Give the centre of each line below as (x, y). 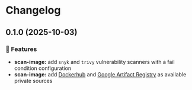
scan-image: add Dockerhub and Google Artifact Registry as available (100, 74)
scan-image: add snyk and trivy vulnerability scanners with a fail (95, 62)
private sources (33, 81)
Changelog (33, 10)
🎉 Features (21, 49)
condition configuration (43, 68)
